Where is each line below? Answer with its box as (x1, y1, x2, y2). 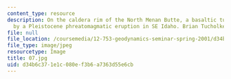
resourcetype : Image (7, 49, 67, 56)
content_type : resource (7, 10, 76, 17)
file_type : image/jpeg (7, 42, 72, 49)
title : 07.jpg (7, 55, 48, 62)
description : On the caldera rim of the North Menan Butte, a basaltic (7, 16, 217, 23)
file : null (7, 29, 38, 36)
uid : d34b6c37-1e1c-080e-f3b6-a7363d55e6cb (7, 61, 134, 68)
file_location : (7, 36, 51, 43)
